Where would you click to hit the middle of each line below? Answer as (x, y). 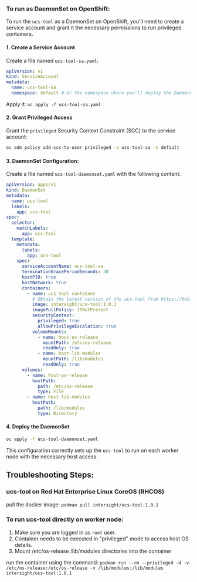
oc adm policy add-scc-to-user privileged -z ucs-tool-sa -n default (93, 148)
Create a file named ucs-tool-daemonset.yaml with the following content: (93, 174)
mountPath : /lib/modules (73, 359)
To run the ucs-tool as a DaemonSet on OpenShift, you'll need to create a (95, 22)
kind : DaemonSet (26, 190)
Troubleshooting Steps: (50, 475)
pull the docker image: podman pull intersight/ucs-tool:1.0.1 (82, 504)
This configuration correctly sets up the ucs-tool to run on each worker (92, 450)
